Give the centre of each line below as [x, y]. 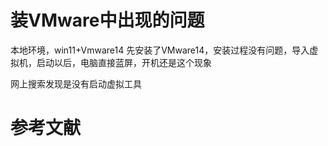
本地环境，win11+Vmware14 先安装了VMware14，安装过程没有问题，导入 [160, 50]
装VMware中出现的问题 [107, 20]
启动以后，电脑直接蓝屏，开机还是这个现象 [124, 62]
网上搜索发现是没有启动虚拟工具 [76, 83]
